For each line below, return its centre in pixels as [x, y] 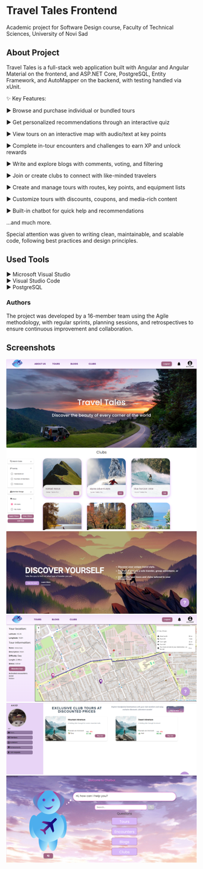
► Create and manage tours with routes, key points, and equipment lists [96, 187]
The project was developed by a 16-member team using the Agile [88, 316]
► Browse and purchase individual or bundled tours [71, 110]
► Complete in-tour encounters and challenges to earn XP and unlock [94, 145]
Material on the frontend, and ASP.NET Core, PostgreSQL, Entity [86, 74]
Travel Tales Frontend [62, 11]
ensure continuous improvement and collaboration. [70, 329]
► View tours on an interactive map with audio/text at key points [86, 134]
